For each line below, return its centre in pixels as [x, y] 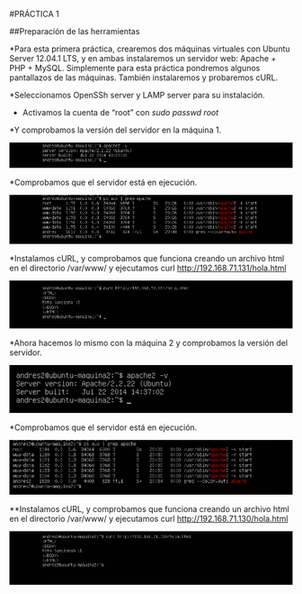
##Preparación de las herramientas [75, 31]
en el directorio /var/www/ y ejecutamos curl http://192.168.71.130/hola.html [149, 518]
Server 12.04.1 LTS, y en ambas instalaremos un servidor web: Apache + [143, 58]
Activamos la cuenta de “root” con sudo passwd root [120, 112]
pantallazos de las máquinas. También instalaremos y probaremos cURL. [144, 78]
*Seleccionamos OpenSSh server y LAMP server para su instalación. [137, 95]
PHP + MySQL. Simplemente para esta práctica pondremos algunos [135, 68]
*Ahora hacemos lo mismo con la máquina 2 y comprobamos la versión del [149, 343]
